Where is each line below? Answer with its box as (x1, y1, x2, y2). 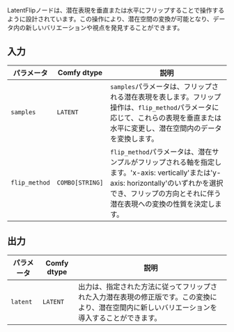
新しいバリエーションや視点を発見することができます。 (25, 24, 184, 31)
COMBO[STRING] (56, 178, 104, 187)
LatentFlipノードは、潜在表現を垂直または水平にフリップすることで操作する (7, 6, 225, 14)
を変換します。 (110, 134, 159, 143)
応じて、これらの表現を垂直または (110, 113, 221, 122)
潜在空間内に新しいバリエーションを (98, 302, 217, 312)
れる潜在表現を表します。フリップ (110, 92, 221, 102)
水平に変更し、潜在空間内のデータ (110, 123, 222, 133)
